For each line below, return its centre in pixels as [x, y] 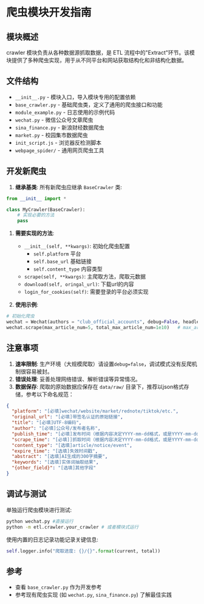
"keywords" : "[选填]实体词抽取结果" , [55, 462]
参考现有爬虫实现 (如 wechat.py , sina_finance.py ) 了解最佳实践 [93, 595]
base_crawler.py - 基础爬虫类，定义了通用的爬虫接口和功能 [89, 105]
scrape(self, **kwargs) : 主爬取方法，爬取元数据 [85, 277]
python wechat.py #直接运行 [40, 521]
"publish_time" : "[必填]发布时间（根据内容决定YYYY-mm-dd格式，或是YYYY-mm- [103, 434]
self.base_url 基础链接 [63, 262]
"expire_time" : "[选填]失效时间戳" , [55, 451]
